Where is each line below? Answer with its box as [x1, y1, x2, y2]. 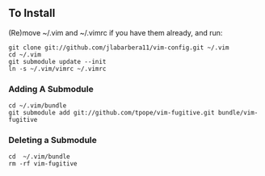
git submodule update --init [8, 57, 107, 65]
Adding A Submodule [8, 83, 95, 94]
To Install [8, 6, 56, 20]
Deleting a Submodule [8, 135, 97, 146]
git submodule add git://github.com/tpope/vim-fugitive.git [8, 109, 216, 117]
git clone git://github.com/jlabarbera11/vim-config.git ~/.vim [8, 44, 229, 52]
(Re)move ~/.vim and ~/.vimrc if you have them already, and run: [8, 27, 223, 37]
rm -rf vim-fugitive [8, 160, 78, 168]
